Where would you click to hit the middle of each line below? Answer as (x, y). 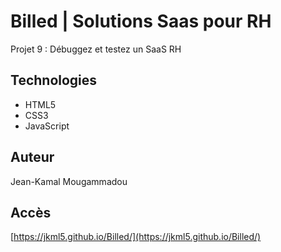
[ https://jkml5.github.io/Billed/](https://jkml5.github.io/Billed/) (136, 237)
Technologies (54, 80)
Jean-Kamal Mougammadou (69, 181)
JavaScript (47, 126)
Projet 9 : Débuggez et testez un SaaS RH (96, 49)
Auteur (32, 157)
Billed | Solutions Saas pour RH (141, 21)
